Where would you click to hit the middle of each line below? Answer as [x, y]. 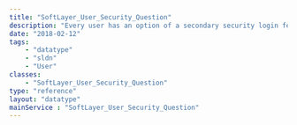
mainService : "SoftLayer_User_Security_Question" [104, 107]
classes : [25, 75]
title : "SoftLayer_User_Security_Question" [91, 17]
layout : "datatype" [45, 99]
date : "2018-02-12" [45, 33]
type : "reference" [43, 91]
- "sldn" [41, 58]
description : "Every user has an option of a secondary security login [144, 26]
